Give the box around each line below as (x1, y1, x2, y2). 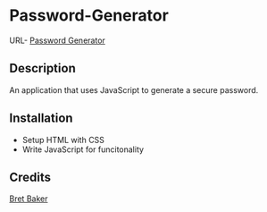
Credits (9, 169, 52, 184)
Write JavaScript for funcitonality (21, 144, 145, 155)
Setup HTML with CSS (21, 134, 105, 145)
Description (9, 61, 76, 76)
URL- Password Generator (9, 35, 105, 46)
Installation (9, 111, 73, 126)
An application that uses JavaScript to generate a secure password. (9, 84, 259, 95)
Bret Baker (9, 193, 48, 204)
